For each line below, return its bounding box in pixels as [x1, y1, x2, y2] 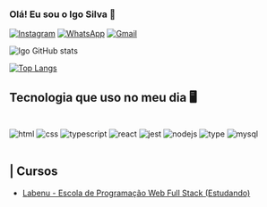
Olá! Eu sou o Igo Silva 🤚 [9, 8, 116, 21]
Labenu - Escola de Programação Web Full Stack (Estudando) [22, 187, 251, 198]
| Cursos [9, 164, 58, 179]
